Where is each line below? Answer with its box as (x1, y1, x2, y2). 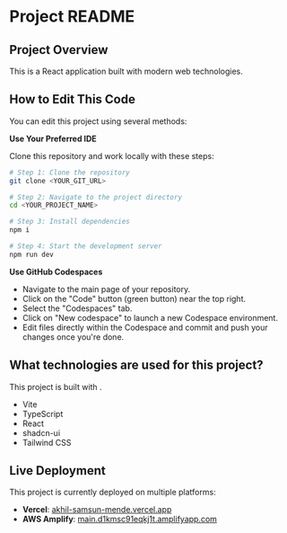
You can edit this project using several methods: (9, 115, 187, 127)
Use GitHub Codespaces (9, 266, 103, 277)
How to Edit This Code (9, 92, 136, 107)
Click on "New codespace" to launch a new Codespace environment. (22, 312, 278, 323)
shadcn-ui (22, 427, 61, 438)
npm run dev (9, 250, 54, 259)
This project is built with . (9, 381, 102, 392)
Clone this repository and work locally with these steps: (9, 150, 214, 161)
